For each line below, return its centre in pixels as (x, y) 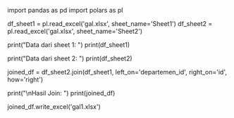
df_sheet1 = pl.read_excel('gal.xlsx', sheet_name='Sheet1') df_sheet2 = (110, 24)
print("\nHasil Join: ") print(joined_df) (61, 93)
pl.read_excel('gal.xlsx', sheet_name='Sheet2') (75, 31)
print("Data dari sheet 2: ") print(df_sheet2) (70, 58)
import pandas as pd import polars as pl (65, 10)
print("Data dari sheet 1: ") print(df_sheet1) (69, 45)
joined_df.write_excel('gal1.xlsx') (54, 107)
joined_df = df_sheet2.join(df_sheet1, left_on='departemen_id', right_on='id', (117, 72)
